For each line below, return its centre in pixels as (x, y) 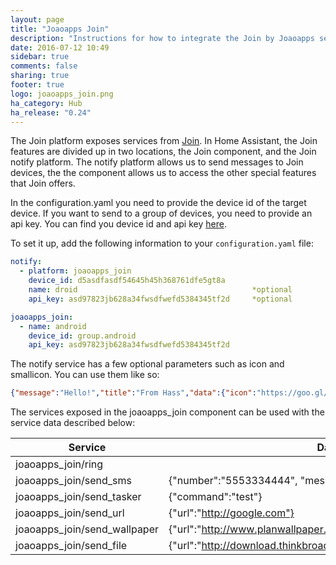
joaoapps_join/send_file (71, 546)
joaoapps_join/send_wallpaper (87, 529)
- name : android (53, 326)
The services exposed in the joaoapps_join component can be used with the (167, 412)
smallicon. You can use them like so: (85, 375)
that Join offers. (43, 183)
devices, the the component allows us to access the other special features (163, 173)
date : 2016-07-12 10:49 (60, 47)
